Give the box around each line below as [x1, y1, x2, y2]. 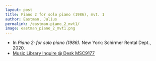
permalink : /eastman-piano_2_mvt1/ [5, 21, 80, 26]
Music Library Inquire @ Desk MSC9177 [12, 50, 95, 56]
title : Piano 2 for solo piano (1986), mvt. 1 [5, 12, 105, 17]
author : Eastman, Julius [5, 16, 57, 21]
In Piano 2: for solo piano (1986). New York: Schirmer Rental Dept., [12, 39, 151, 45]
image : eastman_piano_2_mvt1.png [5, 26, 75, 31]
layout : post [5, 7, 33, 12]
